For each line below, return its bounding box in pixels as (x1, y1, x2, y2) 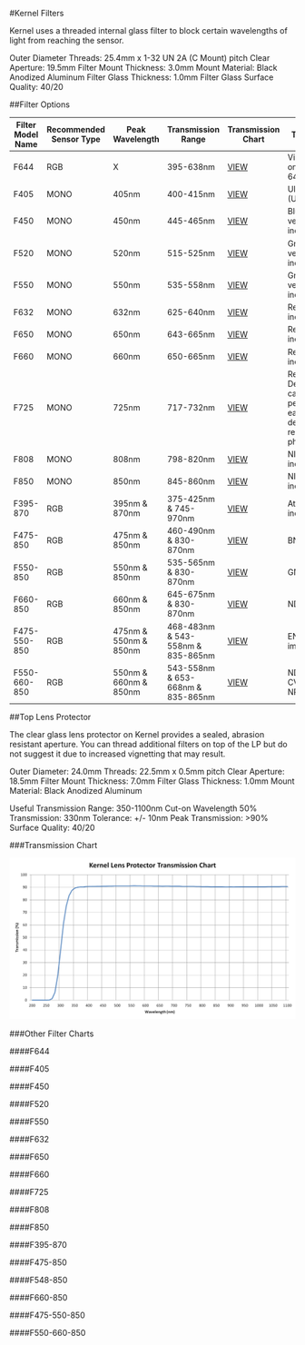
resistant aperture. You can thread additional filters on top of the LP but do (9, 739, 288, 750)
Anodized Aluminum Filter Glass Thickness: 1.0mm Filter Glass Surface (9, 72, 274, 83)
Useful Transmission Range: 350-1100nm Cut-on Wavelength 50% (9, 803, 258, 814)
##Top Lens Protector (9, 712, 92, 723)
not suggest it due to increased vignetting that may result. (9, 748, 226, 759)
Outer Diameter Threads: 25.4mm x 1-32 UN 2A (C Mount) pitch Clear (9, 53, 271, 63)
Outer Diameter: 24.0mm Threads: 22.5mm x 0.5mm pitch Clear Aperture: (9, 766, 285, 777)
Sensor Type (51, 134, 102, 144)
